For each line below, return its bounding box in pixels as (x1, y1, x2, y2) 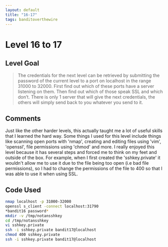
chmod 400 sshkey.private (5, 232, 60, 237)
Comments (5, 114, 41, 122)
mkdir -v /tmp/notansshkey (5, 213, 62, 219)
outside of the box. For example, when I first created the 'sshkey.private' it (5, 155, 161, 161)
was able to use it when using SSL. (5, 171, 78, 177)
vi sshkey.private (5, 223, 44, 228)
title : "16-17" (5, 12, 38, 17)
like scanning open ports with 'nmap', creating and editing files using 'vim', (5, 138, 161, 145)
